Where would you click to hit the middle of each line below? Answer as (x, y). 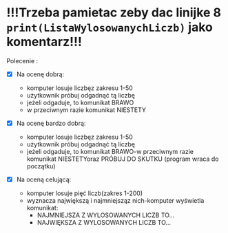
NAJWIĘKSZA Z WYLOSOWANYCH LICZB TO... (104, 223)
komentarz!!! (44, 42)
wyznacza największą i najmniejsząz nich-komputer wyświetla (115, 201)
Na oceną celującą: (44, 179)
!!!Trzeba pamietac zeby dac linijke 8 (114, 13)
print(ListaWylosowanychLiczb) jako (110, 27)
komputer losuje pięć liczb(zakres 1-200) (85, 193)
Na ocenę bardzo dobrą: (51, 123)
